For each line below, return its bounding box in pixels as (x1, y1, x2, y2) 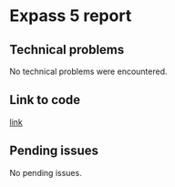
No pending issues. (9, 167, 82, 178)
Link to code (9, 92, 81, 108)
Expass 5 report (9, 5, 132, 26)
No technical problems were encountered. (9, 66, 168, 77)
